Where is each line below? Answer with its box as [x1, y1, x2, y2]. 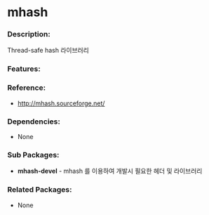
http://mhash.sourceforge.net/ [17, 99, 105, 107]
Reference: [7, 83, 46, 93]
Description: [7, 30, 50, 39]
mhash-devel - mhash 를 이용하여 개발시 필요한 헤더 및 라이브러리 [17, 167, 203, 176]
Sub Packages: [7, 150, 60, 159]
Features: [7, 64, 41, 74]
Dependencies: [7, 117, 61, 126]
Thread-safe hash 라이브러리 [7, 46, 89, 55]
